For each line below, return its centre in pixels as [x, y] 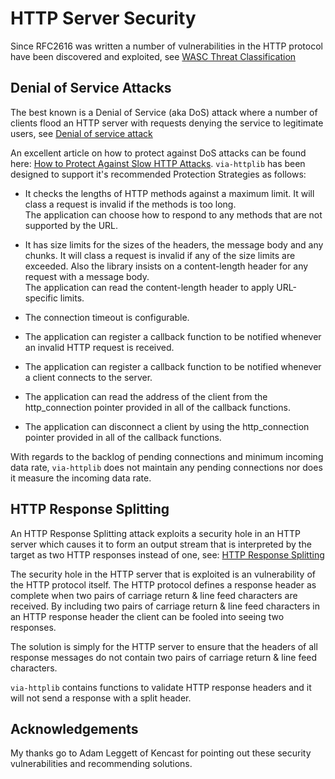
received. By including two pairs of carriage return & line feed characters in [165, 606]
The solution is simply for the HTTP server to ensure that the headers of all [164, 646]
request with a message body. [87, 276]
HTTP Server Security [103, 18]
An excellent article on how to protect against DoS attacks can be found [158, 153]
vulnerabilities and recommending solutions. [101, 764]
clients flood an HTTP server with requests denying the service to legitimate [167, 123]
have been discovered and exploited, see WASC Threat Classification [153, 56]
